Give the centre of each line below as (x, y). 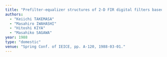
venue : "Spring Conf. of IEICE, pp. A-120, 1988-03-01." (65, 47)
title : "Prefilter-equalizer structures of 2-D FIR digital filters (78, 10)
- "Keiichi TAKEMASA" (32, 19)
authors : (14, 14)
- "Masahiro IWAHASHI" (33, 24)
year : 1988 (16, 38)
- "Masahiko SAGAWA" (31, 33)
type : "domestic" (23, 42)
